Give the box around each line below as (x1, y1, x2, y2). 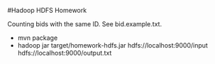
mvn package (17, 33, 58, 42)
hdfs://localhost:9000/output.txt (17, 49, 112, 57)
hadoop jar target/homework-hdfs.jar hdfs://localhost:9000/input (17, 41, 208, 49)
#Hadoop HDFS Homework (7, 6, 87, 14)
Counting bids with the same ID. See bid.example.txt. (7, 20, 162, 28)
